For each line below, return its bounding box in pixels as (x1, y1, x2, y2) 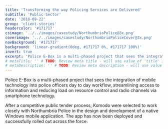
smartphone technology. (5, 93, 56, 99)
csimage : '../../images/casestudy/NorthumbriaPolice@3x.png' (5, 30, 135, 35)
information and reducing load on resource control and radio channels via (5, 87, 156, 93)
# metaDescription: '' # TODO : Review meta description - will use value (5, 63, 162, 68)
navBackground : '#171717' (5, 40, 59, 45)
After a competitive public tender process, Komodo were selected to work (5, 102, 157, 108)
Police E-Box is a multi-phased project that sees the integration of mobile (5, 77, 156, 83)
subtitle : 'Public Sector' (5, 12, 61, 17)
